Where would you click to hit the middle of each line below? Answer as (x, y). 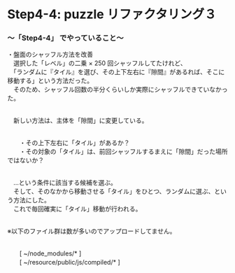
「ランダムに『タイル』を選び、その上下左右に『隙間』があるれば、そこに (119, 72)
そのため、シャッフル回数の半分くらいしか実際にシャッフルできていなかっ (120, 90)
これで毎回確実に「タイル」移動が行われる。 (77, 209)
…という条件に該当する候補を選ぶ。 (65, 183)
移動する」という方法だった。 (50, 80)
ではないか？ (26, 160)
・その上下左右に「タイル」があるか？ (74, 143)
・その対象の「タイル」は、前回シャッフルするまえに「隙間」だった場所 (123, 152)
